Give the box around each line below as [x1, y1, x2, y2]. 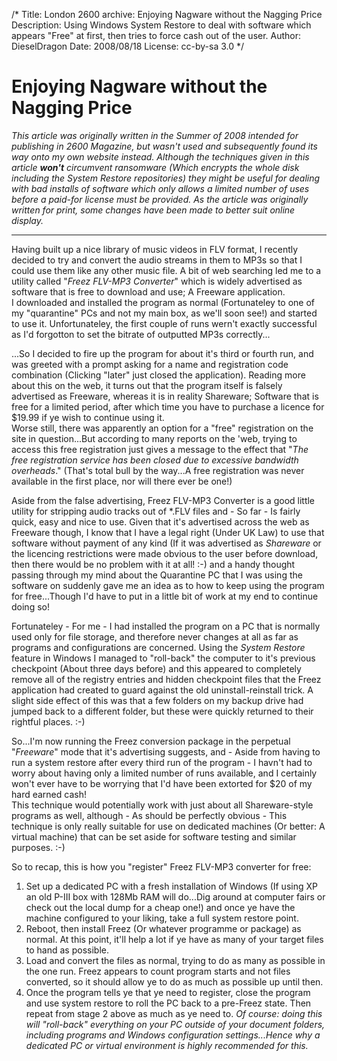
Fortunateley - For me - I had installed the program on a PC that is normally [11, 620, 321, 632]
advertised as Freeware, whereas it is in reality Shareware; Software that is [11, 390, 319, 402]
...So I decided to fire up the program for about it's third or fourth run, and [11, 347, 314, 359]
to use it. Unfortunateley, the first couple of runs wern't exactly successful [11, 317, 318, 329]
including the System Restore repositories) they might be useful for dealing [11, 172, 321, 184]
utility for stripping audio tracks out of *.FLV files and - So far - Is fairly [11, 505, 301, 517]
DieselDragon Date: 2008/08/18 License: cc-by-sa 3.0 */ [11, 40, 245, 52]
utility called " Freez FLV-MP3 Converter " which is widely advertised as [11, 275, 303, 287]
